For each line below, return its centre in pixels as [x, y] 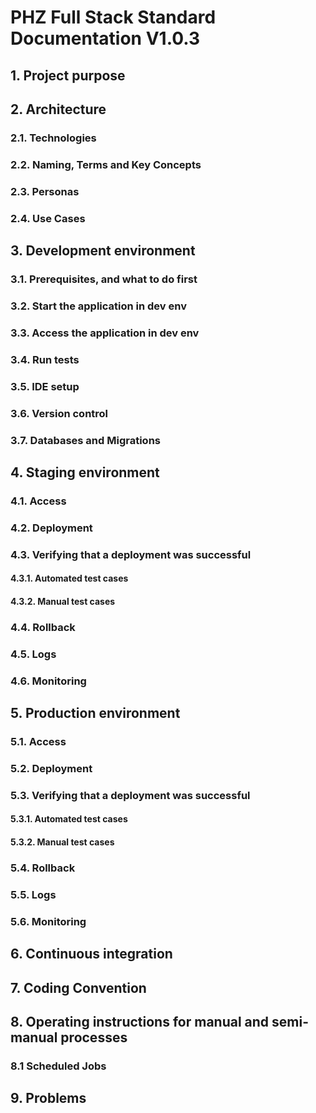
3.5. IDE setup [45, 386]
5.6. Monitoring [48, 921]
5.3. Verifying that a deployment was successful [130, 795]
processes [94, 1037]
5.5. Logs [33, 894]
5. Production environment [95, 713]
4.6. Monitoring [48, 681]
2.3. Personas [45, 191]
